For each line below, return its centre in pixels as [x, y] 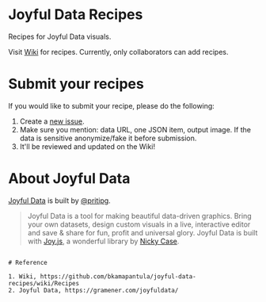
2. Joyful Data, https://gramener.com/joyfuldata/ [93, 290]
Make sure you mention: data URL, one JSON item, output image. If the [135, 129]
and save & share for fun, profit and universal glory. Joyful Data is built [142, 232]
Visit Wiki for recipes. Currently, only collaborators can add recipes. [118, 52]
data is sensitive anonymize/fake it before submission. [108, 138]
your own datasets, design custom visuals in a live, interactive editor [139, 224]
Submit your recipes [76, 84]
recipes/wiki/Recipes [44, 283]
